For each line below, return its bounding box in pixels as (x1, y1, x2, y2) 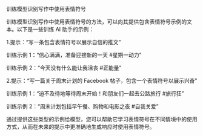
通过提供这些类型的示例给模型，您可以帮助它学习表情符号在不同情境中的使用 (6, 115, 198, 123)
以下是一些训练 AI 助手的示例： (16, 26, 95, 33)
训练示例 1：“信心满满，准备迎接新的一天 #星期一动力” (6, 51, 142, 59)
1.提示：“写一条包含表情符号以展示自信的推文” (6, 39, 121, 45)
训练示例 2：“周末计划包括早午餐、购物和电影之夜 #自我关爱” (6, 103, 159, 110)
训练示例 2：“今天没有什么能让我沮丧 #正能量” (6, 64, 122, 71)
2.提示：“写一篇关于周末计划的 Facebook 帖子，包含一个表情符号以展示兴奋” (6, 77, 198, 84)
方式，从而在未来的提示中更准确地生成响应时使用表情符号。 (6, 123, 155, 130)
